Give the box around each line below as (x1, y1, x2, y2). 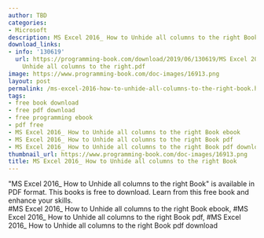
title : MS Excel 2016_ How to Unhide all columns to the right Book (8, 158, 237, 166)
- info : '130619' (8, 48, 65, 56)
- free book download (8, 99, 79, 107)
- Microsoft (8, 26, 47, 34)
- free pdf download (8, 107, 76, 115)
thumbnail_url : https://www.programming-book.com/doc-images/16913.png (8, 150, 247, 158)
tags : (8, 92, 26, 100)
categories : (8, 19, 47, 27)
